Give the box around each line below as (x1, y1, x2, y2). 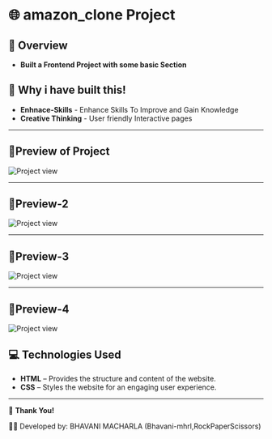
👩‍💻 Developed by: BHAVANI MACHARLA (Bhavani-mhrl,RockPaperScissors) (8, 421, 261, 431)
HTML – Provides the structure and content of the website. (19, 373, 216, 383)
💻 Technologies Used (8, 348, 121, 362)
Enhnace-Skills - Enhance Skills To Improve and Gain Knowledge (19, 104, 239, 114)
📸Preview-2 (8, 197, 69, 211)
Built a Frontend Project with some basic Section (19, 60, 188, 70)
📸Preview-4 (8, 302, 70, 316)
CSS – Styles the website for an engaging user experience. (19, 382, 217, 392)
